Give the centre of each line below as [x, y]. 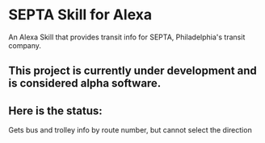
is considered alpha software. [85, 83]
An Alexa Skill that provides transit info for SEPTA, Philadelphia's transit [127, 37]
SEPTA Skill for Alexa [80, 15]
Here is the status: [55, 110]
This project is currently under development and [132, 71]
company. [25, 45]
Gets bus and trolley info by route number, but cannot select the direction [130, 130]
